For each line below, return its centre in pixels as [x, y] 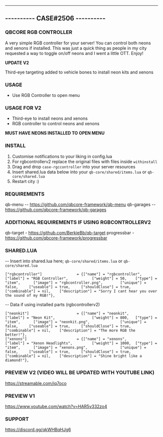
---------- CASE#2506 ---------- [55, 18]
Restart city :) [25, 181]
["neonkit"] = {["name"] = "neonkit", [67, 314]
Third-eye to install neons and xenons [50, 118]
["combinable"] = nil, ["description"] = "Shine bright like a [73, 356]
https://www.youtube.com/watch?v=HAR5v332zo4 [56, 406]
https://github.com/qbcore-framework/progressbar [56, 238]
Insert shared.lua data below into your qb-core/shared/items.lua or [79, 172]
